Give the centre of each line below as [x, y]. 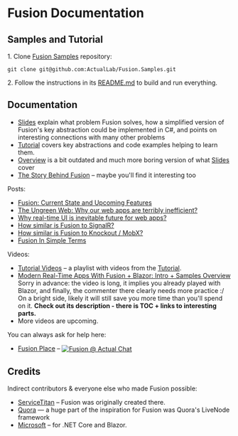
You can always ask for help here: [57, 334]
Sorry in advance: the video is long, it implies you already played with [119, 283]
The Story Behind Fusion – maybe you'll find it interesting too [107, 175]
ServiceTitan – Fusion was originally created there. [91, 403]
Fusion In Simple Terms [52, 240]
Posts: [17, 188]
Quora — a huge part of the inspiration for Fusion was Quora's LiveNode [124, 410]
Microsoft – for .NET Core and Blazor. [72, 425]
